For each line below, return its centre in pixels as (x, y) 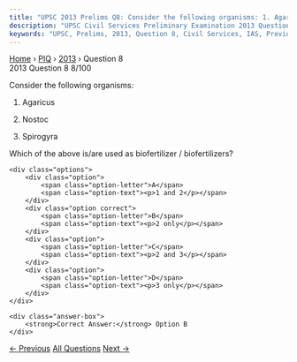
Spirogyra (40, 137)
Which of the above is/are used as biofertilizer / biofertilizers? (122, 154)
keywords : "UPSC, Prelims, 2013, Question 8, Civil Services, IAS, (136, 34)
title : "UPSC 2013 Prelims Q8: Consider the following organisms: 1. (140, 17)
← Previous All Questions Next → (69, 349)
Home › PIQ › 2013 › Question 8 (66, 59)
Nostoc (35, 119)
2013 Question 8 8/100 (50, 68)
